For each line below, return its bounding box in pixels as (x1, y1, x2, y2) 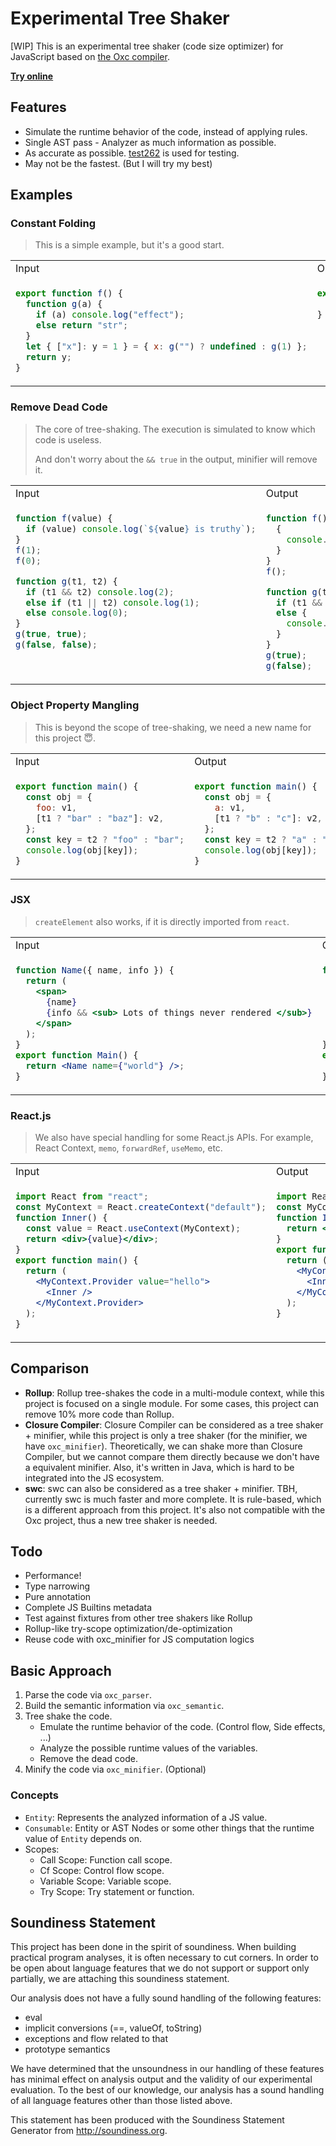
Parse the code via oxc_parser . (24, 1689, 153, 1701)
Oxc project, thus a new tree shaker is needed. (24, 1514, 218, 1526)
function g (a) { (25, 298, 103, 310)
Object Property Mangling (10, 698, 140, 712)
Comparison (10, 1360, 90, 1377)
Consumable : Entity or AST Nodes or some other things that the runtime (24, 1822, 315, 1834)
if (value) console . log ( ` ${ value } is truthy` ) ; (25, 523, 257, 534)
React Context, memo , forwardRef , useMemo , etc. (34, 1142, 223, 1154)
